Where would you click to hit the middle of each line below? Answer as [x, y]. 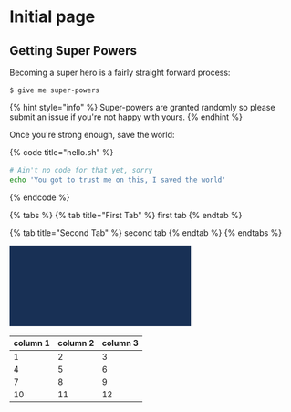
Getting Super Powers [73, 51]
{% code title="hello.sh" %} [62, 152]
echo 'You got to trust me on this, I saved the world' [118, 180]
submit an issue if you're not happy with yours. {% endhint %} [126, 117]
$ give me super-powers [55, 90]
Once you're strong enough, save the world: [92, 135]
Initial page [52, 17]
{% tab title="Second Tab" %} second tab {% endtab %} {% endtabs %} [146, 232]
